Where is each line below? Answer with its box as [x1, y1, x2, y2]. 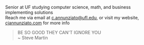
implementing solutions [5, 9, 53, 15]
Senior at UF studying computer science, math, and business [5, 4, 131, 10]
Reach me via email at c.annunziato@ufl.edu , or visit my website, [5, 15, 139, 20]
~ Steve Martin [17, 35, 48, 41]
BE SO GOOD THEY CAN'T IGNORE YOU [17, 30, 101, 35]
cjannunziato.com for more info [5, 20, 70, 26]
